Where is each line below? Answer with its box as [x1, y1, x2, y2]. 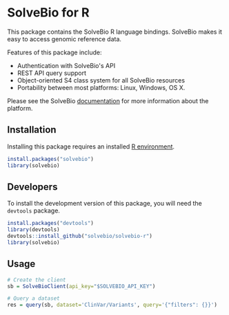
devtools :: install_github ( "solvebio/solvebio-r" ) [7, 232, 153, 240]
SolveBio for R [7, 5, 90, 21]
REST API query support [17, 69, 86, 77]
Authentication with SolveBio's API [17, 61, 116, 69]
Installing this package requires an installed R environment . [7, 142, 175, 151]
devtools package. [7, 206, 61, 215]
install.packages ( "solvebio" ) [7, 155, 94, 162]
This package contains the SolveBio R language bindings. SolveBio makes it [7, 28, 223, 36]
